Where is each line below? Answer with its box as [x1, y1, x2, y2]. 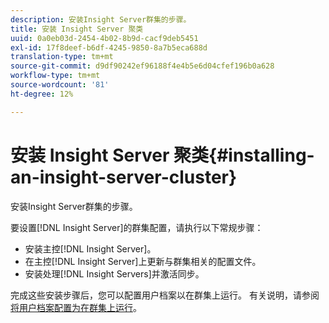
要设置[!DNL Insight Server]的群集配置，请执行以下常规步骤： [10, 221, 264, 233]
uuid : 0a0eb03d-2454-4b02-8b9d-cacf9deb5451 [10, 33, 199, 43]
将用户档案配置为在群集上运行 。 [10, 301, 142, 313]
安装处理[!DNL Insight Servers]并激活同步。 [24, 267, 205, 280]
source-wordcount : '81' [10, 80, 110, 90]
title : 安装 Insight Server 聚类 [10, 24, 144, 34]
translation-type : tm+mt [10, 52, 114, 62]
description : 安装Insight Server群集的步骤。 [10, 14, 192, 25]
